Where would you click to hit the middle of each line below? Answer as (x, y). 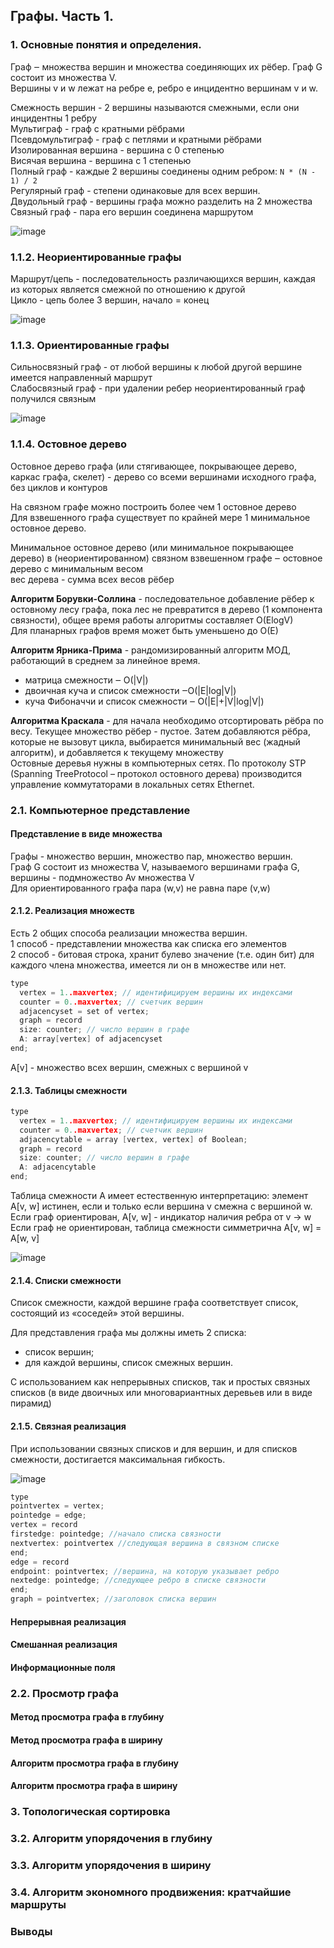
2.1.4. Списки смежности (66, 1280)
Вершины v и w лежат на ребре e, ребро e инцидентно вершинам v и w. (164, 88)
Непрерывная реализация (68, 1621)
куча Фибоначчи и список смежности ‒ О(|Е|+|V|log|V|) (144, 701)
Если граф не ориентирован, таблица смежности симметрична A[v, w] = (166, 1228)
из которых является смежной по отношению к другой (128, 289)
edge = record (40, 1562)
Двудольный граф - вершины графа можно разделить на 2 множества (161, 201)
